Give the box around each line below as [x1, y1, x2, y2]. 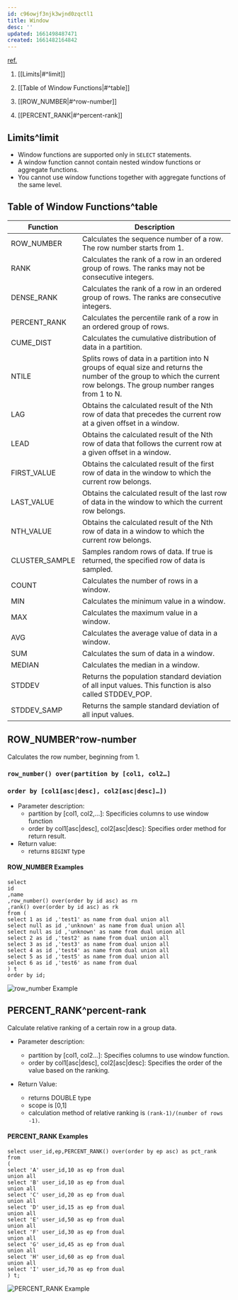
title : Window [7, 17, 50, 24]
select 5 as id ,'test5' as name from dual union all [7, 953, 170, 960]
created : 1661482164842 [7, 37, 78, 44]
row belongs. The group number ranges [82, 380, 215, 390]
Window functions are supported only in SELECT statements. [17, 150, 192, 159]
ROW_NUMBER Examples [7, 863, 84, 871]
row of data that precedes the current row [82, 409, 222, 419]
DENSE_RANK [11, 292, 58, 302]
